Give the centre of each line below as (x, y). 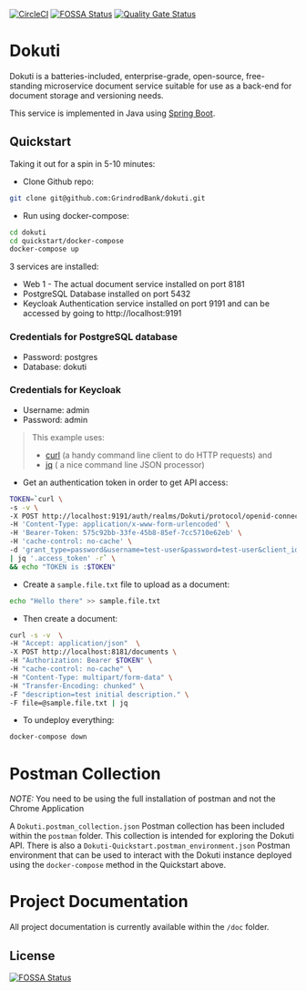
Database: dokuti (55, 366)
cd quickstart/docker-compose (67, 241)
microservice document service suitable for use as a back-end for (168, 86)
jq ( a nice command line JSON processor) (125, 464)
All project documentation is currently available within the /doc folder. (139, 927)
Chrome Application (47, 809)
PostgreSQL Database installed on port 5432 (107, 294)
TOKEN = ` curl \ (36, 499)
